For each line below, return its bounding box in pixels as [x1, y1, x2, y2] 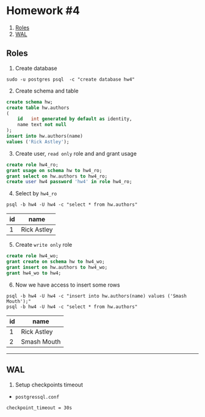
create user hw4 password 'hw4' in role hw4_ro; [6, 179, 132, 185]
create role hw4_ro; [6, 162, 59, 168]
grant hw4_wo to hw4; [6, 270, 62, 276]
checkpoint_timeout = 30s [6, 405, 72, 411]
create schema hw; [6, 99, 53, 105]
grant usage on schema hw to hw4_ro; [6, 167, 103, 173]
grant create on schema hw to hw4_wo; [6, 258, 105, 265]
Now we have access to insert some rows [15, 281, 120, 288]
